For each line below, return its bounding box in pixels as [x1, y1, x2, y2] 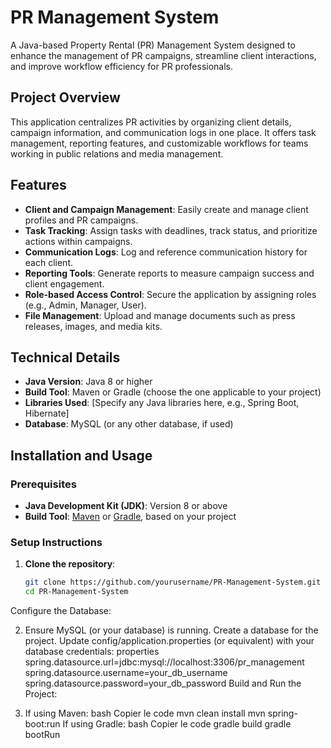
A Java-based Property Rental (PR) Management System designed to [10, 39, 296, 51]
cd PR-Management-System [24, 587, 129, 597]
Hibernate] [24, 407, 70, 420]
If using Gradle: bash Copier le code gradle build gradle [62, 718, 292, 730]
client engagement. [24, 277, 105, 290]
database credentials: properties [24, 646, 160, 658]
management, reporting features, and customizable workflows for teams [10, 137, 309, 149]
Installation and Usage [10, 447, 153, 464]
